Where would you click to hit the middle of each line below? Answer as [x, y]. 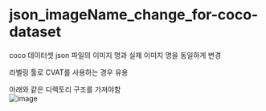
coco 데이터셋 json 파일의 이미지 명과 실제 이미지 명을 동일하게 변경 [115, 55]
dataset [35, 32]
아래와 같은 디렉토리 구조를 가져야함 [65, 89]
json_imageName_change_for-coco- [134, 15]
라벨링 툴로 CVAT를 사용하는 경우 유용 [69, 72]
